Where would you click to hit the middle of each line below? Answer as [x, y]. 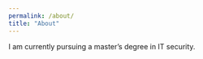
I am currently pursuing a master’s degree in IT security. [102, 46]
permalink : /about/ [41, 16]
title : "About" [34, 23]
